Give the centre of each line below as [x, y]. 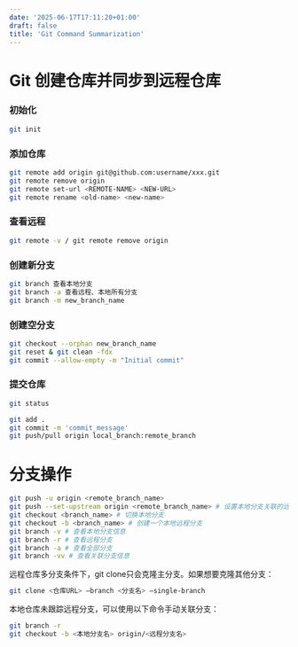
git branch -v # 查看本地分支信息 [67, 531]
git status [29, 403]
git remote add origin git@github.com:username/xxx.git [114, 173]
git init [25, 129]
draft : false [33, 26]
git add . [27, 419]
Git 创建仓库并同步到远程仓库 [115, 80]
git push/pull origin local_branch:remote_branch [103, 436]
